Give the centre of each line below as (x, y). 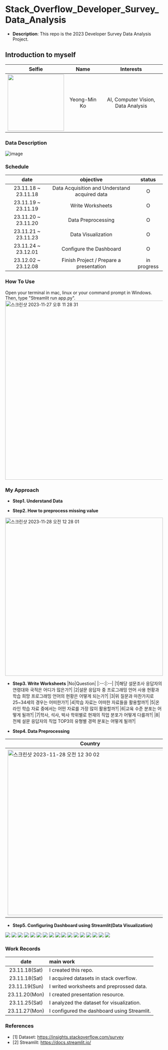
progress (148, 267)
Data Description (26, 143)
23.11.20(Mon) (26, 995)
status (148, 180)
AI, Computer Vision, (131, 99)
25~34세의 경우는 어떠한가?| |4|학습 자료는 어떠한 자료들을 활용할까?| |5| (84, 702)
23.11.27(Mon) (26, 1011)
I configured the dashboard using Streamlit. (100, 1011)
